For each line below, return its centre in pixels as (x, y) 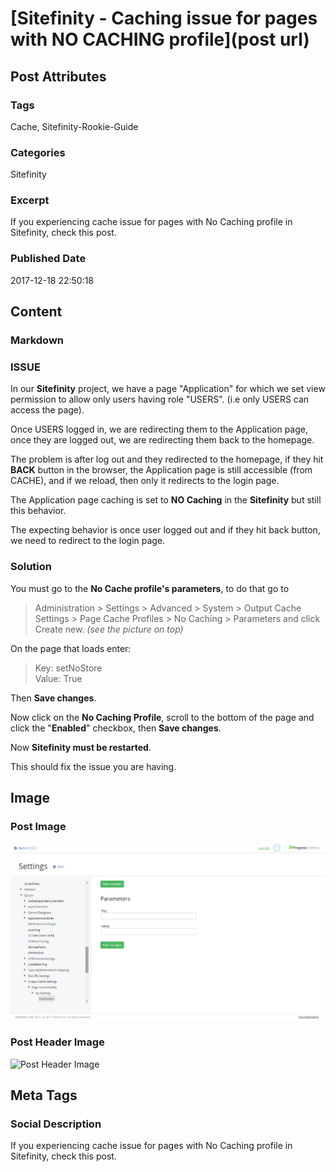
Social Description (56, 1124)
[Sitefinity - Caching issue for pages (164, 18)
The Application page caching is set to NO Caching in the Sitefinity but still (166, 500)
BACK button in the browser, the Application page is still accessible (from (161, 470)
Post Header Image (57, 1042)
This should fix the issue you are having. (93, 766)
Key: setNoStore (68, 668)
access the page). (47, 410)
